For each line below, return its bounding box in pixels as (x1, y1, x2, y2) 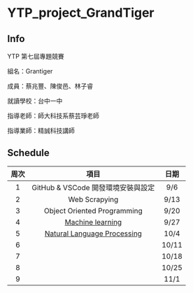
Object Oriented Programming (44, 206, 143, 215)
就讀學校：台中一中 (7, 97, 63, 105)
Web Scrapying (68, 194, 119, 204)
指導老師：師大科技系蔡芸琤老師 (7, 112, 99, 120)
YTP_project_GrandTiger (7, 5, 155, 21)
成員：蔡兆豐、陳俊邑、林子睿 (7, 82, 93, 90)
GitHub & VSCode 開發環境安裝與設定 (31, 183, 155, 192)
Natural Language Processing (44, 229, 142, 238)
